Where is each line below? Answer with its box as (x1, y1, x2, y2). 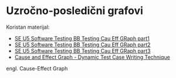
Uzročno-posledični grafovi (6, 4, 144, 18)
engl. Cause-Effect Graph (6, 65, 68, 72)
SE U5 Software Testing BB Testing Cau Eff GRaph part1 (14, 35, 150, 42)
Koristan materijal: (6, 23, 50, 30)
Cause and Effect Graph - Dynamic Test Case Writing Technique (14, 53, 170, 60)
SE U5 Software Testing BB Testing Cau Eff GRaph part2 (14, 41, 151, 48)
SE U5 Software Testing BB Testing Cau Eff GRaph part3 (14, 47, 151, 54)
